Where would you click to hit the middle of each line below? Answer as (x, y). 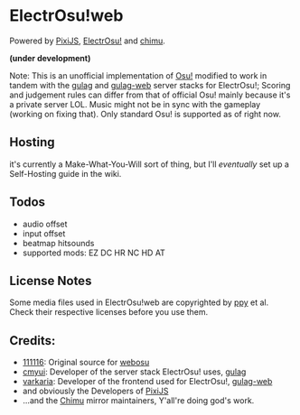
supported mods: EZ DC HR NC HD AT (94, 253)
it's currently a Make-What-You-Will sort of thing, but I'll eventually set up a (149, 164)
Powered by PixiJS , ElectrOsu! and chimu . (87, 41)
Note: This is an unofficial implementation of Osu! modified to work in (138, 75)
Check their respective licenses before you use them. (109, 312)
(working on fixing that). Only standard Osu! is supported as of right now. (145, 114)
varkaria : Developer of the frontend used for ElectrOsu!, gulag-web (147, 382)
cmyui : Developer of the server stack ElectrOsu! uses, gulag (134, 372)
